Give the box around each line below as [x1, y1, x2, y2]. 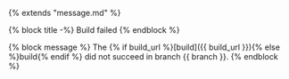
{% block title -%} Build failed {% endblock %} [8, 25, 180, 35]
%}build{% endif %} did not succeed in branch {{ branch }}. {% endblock [8, 51, 278, 61]
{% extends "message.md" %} [8, 8, 121, 18]
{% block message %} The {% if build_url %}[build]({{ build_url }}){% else [8, 42, 280, 52]
